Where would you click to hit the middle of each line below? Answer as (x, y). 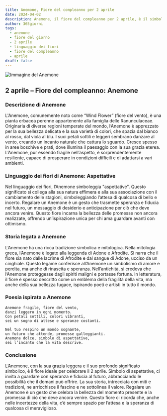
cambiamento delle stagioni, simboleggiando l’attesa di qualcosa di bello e (81, 198)
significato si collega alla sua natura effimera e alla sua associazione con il (81, 192)
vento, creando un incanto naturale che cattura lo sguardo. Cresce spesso (81, 142)
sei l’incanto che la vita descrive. (44, 342)
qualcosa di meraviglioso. (31, 408)
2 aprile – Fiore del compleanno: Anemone (72, 90)
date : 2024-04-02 (23, 14)
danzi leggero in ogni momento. (39, 312)
